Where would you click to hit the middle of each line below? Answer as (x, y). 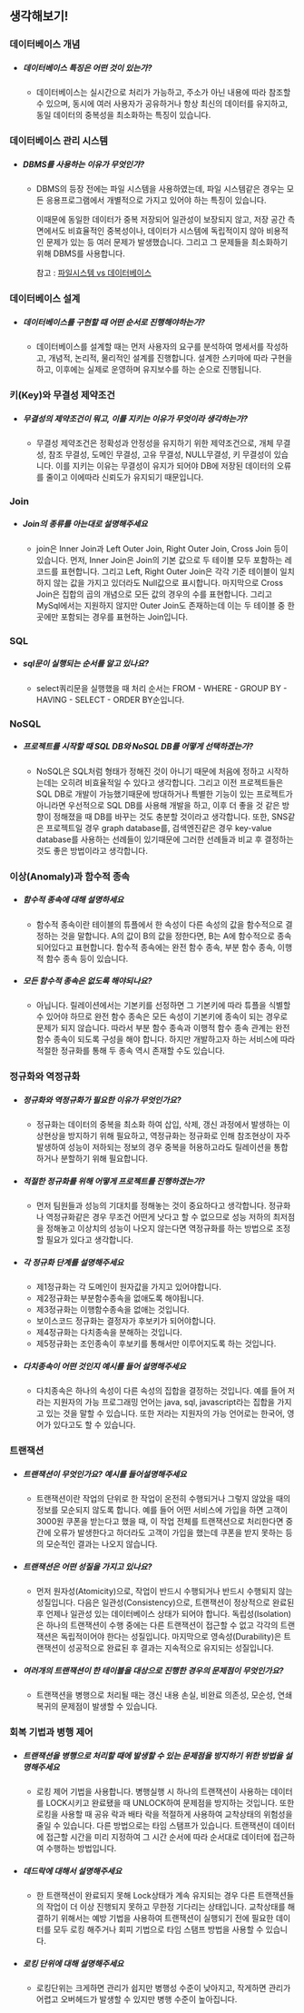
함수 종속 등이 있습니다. (87, 958)
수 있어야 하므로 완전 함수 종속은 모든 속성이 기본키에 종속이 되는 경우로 (162, 1016)
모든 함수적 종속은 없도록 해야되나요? (87, 981)
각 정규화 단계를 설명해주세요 (73, 1262)
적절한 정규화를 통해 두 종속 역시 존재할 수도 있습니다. (130, 1051)
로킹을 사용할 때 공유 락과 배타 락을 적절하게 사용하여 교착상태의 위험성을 (164, 1814)
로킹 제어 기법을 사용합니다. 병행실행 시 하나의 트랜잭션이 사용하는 (152, 1791)
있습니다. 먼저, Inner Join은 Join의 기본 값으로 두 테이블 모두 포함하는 (159, 560)
